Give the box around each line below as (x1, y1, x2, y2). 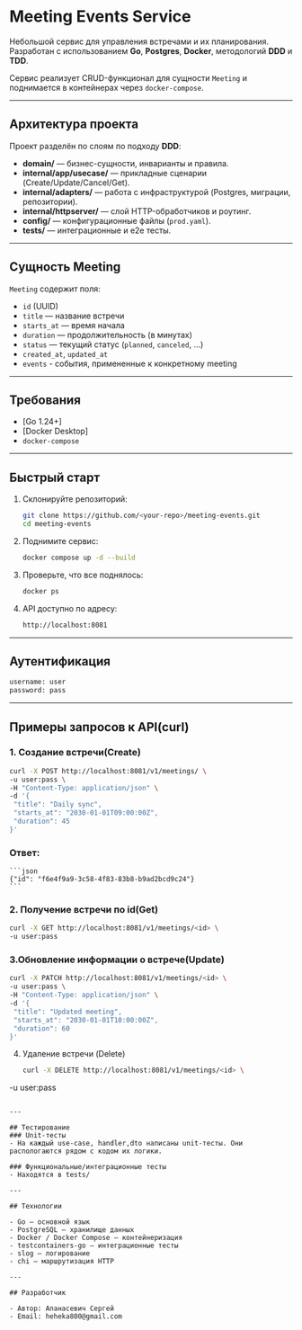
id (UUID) (22, 300, 58, 311)
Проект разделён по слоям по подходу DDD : (9, 140, 182, 151)
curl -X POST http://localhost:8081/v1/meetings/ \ (9, 766, 207, 775)
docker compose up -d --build (22, 553, 137, 562)
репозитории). (22, 196, 78, 207)
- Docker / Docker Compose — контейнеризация (9, 1234, 182, 1243)
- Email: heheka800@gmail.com (9, 1312, 123, 1321)
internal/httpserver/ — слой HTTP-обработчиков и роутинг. (22, 205, 252, 217)
